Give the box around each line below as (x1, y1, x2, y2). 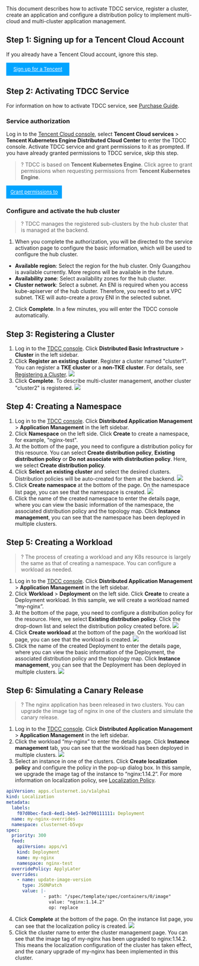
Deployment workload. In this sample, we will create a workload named (14, 596, 189, 603)
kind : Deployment (17, 849, 60, 855)
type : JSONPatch (21, 883, 62, 889)
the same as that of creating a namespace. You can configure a (20, 559, 176, 566)
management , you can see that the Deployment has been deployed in (14, 661, 187, 668)
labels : (11, 805, 31, 811)
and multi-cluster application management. (21, 18, 127, 24)
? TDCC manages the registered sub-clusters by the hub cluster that (20, 220, 188, 228)
